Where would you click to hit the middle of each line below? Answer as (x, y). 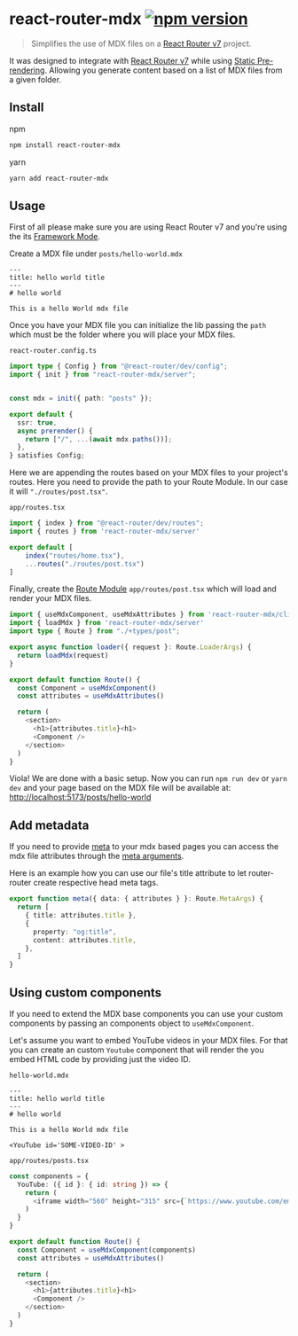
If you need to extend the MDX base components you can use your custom (146, 1013)
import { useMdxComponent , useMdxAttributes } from (106, 615)
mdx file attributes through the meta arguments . (97, 856)
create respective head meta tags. (96, 883)
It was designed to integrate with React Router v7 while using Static (132, 60)
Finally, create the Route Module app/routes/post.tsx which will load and (143, 589)
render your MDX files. (51, 598)
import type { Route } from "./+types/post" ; (94, 631)
